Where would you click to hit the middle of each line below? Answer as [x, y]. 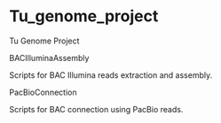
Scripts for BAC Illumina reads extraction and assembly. [111, 75]
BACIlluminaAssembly [49, 58]
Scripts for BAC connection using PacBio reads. [96, 109]
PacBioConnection [43, 92]
